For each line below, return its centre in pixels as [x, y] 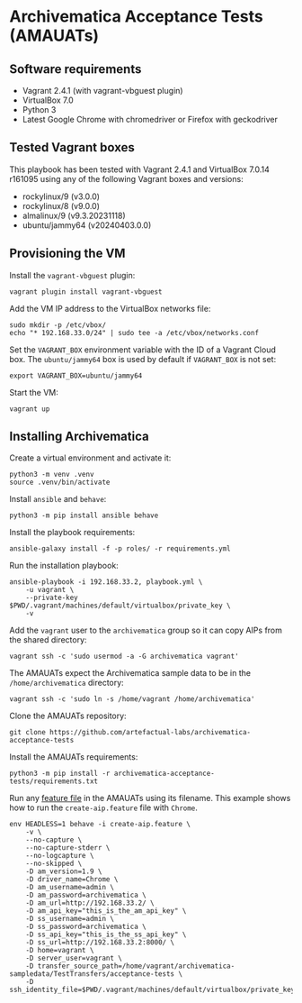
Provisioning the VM [67, 254]
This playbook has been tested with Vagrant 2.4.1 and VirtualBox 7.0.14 [139, 169]
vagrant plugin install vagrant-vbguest [86, 292]
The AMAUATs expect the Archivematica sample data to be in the [130, 673]
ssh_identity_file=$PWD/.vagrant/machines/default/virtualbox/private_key [152, 990]
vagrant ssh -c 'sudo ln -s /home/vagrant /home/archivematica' [132, 699]
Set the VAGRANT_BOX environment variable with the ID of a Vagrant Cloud [142, 350]
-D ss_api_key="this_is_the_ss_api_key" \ [106, 935]
